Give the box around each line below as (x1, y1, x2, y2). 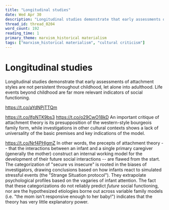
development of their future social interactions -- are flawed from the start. (5, 156, 160, 162)
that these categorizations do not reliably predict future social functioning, (5, 182, 159, 189)
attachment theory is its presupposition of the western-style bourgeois (5, 119, 152, 125)
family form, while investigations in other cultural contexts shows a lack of (5, 124, 159, 131)
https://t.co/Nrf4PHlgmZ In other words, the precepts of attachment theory (5, 139, 160, 146)
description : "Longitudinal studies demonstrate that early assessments (5, 17, 161, 22)
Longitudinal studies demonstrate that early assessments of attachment (5, 79, 154, 85)
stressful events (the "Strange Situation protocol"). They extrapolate (5, 172, 146, 178)
